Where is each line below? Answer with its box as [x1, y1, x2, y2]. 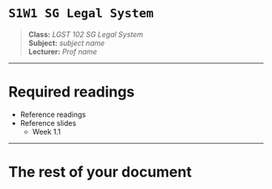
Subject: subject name [28, 38, 105, 48]
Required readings [8, 83, 135, 101]
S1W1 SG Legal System [8, 6, 154, 21]
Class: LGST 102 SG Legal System [28, 29, 144, 39]
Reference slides [19, 118, 77, 127]
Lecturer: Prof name [28, 46, 97, 56]
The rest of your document [8, 163, 192, 182]
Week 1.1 [32, 127, 61, 136]
